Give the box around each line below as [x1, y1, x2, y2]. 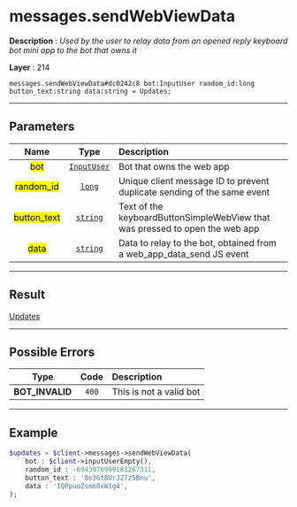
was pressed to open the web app [118, 222, 260, 234]
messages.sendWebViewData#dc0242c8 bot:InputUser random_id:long [9, 79, 255, 88]
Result [9, 288, 46, 303]
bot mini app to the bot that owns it [9, 44, 137, 55]
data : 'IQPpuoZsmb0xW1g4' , [25, 481, 128, 490]
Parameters [9, 119, 75, 134]
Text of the [118, 200, 164, 212]
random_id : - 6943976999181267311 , [25, 465, 156, 474]
